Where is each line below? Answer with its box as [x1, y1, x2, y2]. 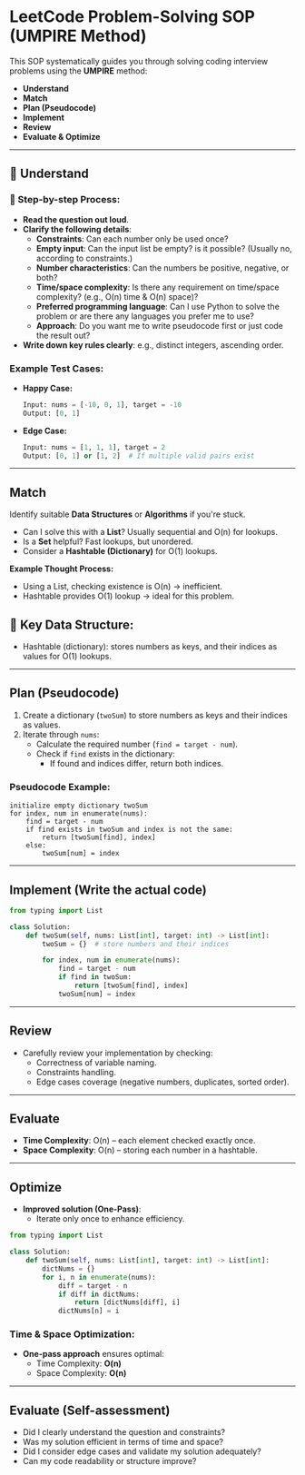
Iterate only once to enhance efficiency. [35, 1213, 185, 1224]
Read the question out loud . [22, 213, 130, 224]
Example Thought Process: [9, 563, 114, 574]
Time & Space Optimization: [9, 1328, 135, 1341]
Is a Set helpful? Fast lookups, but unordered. [22, 536, 193, 547]
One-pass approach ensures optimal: [22, 1349, 165, 1360]
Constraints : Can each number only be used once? [35, 233, 229, 244]
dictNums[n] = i [57, 1306, 120, 1316]
